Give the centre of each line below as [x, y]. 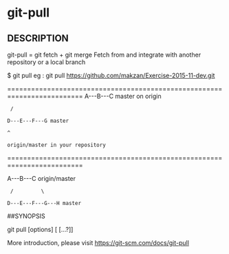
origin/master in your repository [57, 145]
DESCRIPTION [38, 38]
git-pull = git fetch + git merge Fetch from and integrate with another [104, 55]
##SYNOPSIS [26, 216]
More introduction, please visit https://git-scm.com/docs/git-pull [98, 243]
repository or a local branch [46, 62]
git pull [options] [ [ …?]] [40, 229]
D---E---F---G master [38, 121]
